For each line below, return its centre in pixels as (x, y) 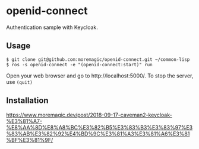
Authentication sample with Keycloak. (52, 27)
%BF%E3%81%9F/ (30, 140)
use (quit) (19, 82)
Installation (27, 101)
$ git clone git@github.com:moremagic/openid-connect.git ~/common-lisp (98, 59)
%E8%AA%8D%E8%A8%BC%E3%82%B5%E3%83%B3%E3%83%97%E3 (99, 127)
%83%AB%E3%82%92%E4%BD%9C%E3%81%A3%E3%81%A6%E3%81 (98, 134)
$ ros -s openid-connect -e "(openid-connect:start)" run (79, 64)
